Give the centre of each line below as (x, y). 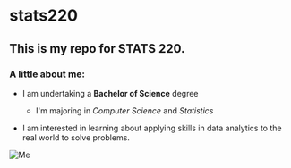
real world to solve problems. (76, 137)
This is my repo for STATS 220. (97, 49)
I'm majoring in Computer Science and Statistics (124, 110)
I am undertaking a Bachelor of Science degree (110, 93)
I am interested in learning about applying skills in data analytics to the (152, 128)
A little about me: (47, 74)
